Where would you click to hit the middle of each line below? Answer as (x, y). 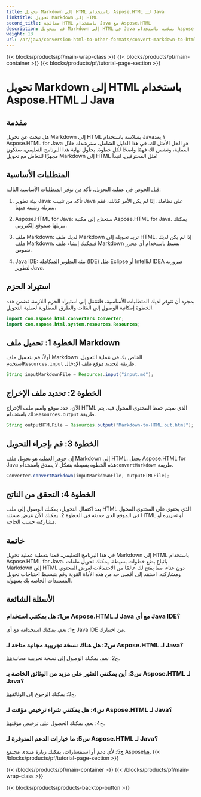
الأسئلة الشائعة (31, 599)
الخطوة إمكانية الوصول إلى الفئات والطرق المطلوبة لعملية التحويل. (80, 308)
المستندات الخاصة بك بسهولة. (39, 581)
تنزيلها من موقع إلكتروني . (41, 225)
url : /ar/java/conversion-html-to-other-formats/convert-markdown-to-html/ (103, 40)
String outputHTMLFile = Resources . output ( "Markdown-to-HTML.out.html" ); (100, 425)
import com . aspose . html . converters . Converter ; (65, 318)
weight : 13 (20, 34)
